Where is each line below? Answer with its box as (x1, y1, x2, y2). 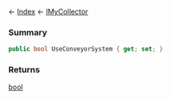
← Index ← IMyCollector (8, 7, 88, 16)
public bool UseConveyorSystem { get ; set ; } (8, 45, 163, 53)
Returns (8, 64, 40, 76)
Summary (8, 27, 48, 38)
